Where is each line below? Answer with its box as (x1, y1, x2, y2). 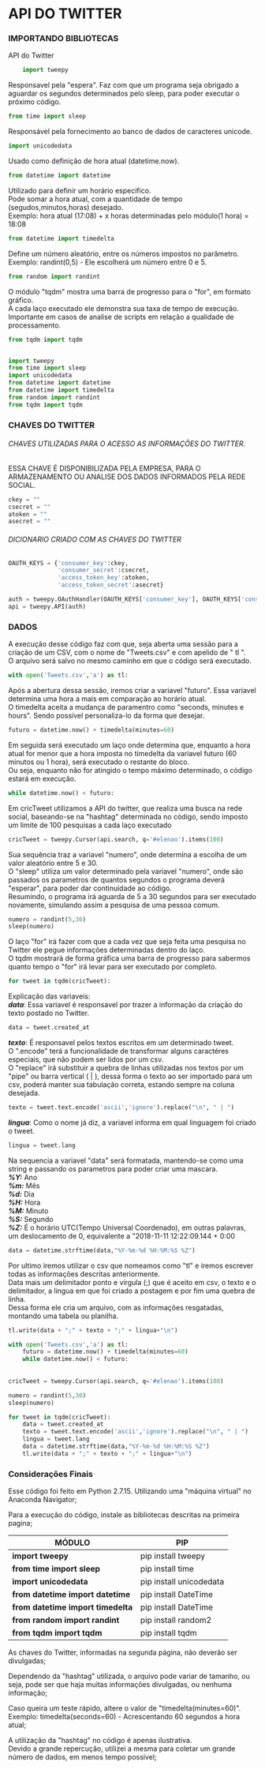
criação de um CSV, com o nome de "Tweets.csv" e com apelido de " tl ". (8, 648, 246, 658)
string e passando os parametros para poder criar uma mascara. (8, 1164, 218, 1173)
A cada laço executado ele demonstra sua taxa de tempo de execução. (8, 303, 239, 313)
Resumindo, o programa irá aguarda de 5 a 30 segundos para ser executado (8, 891, 256, 901)
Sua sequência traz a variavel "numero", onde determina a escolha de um (8, 849, 247, 859)
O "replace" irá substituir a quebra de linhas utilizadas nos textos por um (8, 1063, 244, 1073)
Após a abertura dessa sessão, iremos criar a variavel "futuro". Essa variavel (8, 685, 256, 695)
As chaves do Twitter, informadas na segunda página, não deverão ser (8, 1647, 238, 1658)
